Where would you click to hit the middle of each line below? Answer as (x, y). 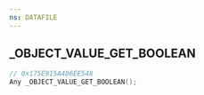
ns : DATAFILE (33, 17)
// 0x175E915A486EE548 (51, 74)
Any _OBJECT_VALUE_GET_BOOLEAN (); (73, 82)
